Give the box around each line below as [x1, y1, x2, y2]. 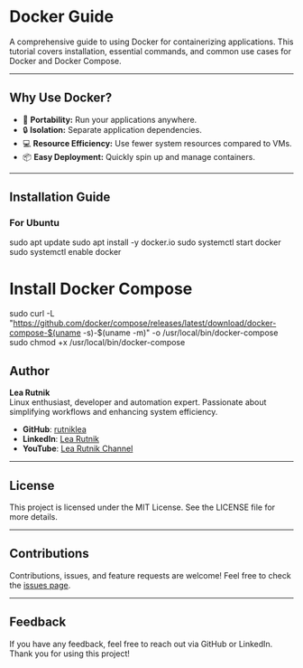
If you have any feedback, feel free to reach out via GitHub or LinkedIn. [9, 638, 273, 649]
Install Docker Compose [9, 278, 193, 299]
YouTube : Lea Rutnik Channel [22, 443, 133, 454]
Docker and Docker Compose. [9, 55, 122, 66]
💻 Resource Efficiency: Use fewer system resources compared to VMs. [22, 137, 292, 148]
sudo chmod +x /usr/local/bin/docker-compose [9, 337, 186, 348]
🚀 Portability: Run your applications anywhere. [22, 114, 197, 125]
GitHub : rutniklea [22, 424, 87, 435]
